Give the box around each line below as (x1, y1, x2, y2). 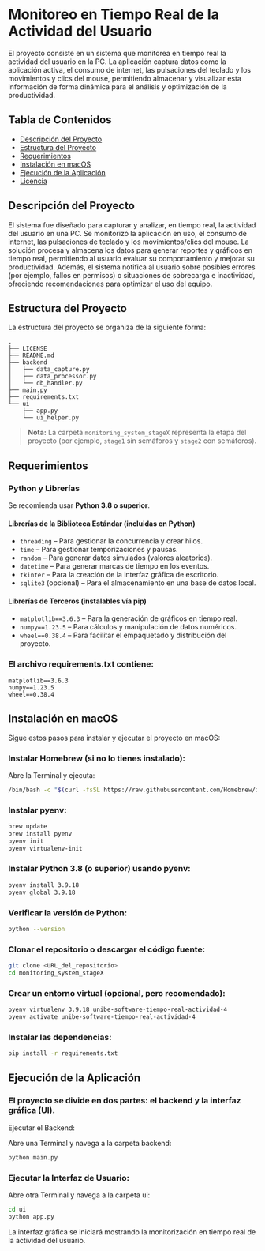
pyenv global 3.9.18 (8, 888, 77, 896)
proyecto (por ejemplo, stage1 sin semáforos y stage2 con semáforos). (27, 436, 257, 445)
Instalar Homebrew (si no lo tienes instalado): (8, 753, 186, 764)
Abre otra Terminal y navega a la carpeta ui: (8, 1190, 151, 1200)
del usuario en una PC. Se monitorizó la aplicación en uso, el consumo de (8, 228, 247, 238)
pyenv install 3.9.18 (8, 881, 80, 889)
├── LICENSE (8, 345, 47, 353)
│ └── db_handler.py (8, 379, 83, 388)
